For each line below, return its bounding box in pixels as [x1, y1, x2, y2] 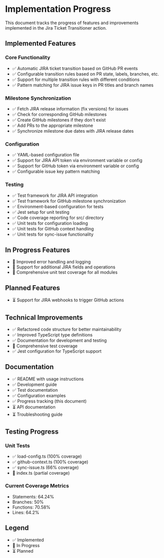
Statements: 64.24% [12, 493, 54, 499]
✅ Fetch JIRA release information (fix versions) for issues [12, 106, 129, 112]
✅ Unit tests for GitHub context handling [12, 225, 94, 231]
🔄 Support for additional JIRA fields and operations [12, 264, 116, 270]
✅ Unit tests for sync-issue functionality [12, 231, 94, 237]
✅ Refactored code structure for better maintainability [12, 326, 122, 332]
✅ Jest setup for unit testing [12, 209, 70, 215]
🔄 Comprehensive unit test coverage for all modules [12, 269, 118, 275]
